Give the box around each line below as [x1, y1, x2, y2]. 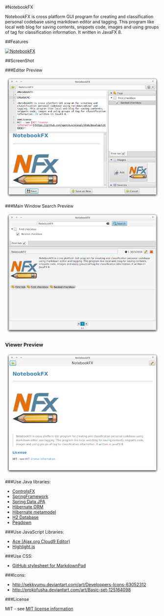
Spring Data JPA [12, 499, 46, 505]
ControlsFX [12, 488, 35, 494]
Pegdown [12, 520, 32, 525]
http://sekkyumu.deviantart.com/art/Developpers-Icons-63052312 [12, 582, 146, 588]
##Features [5, 39, 28, 45]
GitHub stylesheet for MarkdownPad [12, 563, 86, 569]
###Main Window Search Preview [5, 203, 74, 209]
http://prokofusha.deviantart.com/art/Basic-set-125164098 [12, 587, 131, 593]
